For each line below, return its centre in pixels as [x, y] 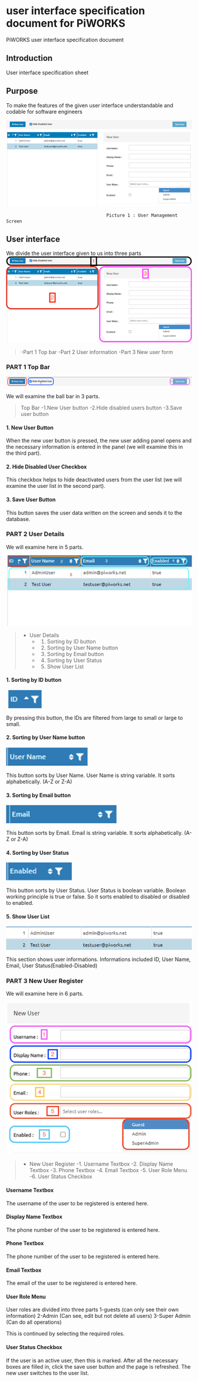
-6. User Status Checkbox [61, 1177]
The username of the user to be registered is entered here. [77, 1203]
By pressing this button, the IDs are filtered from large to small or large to [95, 717]
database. [18, 519]
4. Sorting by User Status [38, 852]
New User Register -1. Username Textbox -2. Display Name [101, 1164]
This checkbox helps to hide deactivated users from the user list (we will [94, 480]
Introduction [29, 58]
